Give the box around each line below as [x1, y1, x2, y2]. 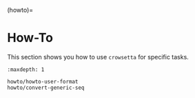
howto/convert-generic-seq [7, 84, 85, 91]
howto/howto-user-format [7, 78, 79, 85]
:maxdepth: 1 [7, 66, 45, 73]
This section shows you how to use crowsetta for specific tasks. [7, 52, 189, 61]
